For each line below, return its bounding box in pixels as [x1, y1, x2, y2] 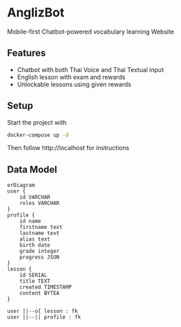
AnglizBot [7, 5, 65, 21]
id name [19, 218, 41, 225]
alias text [19, 236, 51, 243]
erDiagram [7, 182, 36, 189]
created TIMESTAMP [19, 284, 72, 291]
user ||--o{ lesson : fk [7, 308, 78, 315]
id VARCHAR [19, 194, 51, 201]
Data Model [7, 163, 58, 175]
